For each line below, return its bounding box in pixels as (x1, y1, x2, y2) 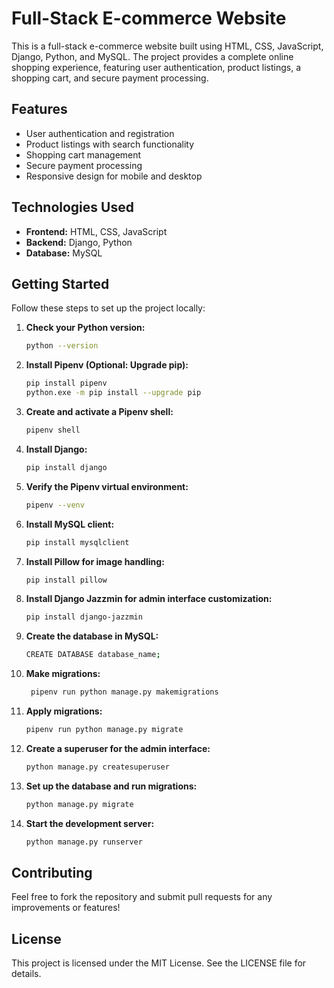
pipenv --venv (25, 500, 85, 510)
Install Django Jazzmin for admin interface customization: (25, 593, 273, 605)
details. (11, 968, 42, 980)
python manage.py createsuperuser (25, 762, 170, 772)
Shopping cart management (25, 148, 142, 161)
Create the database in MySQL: (25, 630, 159, 642)
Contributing (11, 864, 93, 881)
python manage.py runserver (25, 837, 143, 847)
